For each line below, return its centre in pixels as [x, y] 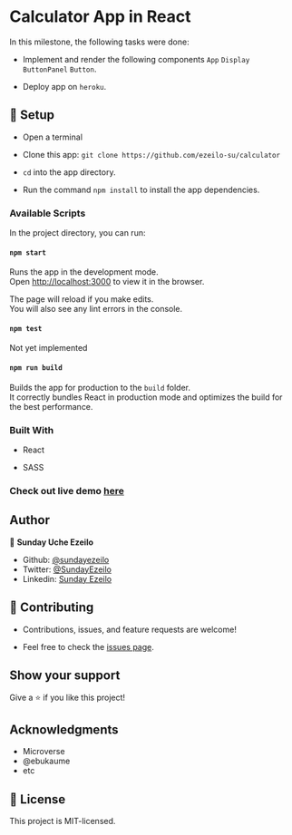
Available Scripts [48, 213]
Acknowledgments [64, 729]
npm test [26, 328]
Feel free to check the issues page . [88, 646]
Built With [32, 430]
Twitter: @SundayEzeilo [67, 569]
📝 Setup [32, 115]
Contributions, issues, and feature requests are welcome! [130, 629]
